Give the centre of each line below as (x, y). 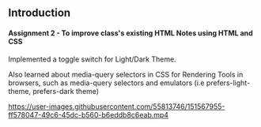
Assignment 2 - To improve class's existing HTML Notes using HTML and (130, 33)
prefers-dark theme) (66, 91)
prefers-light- (228, 83)
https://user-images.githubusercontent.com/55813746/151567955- (117, 106)
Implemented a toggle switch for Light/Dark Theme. (92, 59)
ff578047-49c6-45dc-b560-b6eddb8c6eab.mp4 (88, 114)
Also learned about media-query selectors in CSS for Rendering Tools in (126, 74)
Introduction (40, 13)
